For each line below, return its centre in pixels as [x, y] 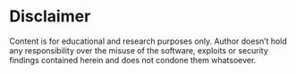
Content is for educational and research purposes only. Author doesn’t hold [148, 41]
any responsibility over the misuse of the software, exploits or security [139, 50]
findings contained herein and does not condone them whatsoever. [133, 60]
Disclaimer [50, 16]
